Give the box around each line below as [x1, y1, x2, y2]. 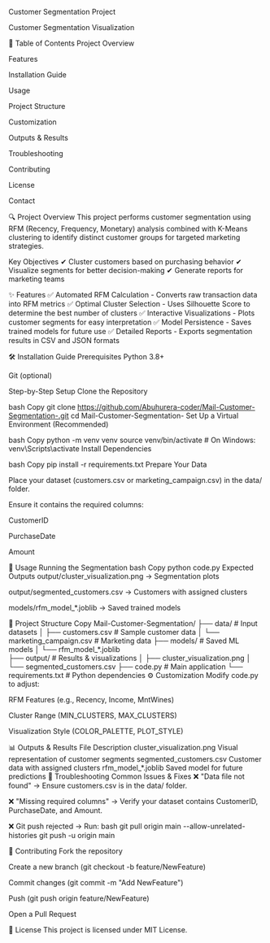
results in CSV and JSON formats [8, 336, 120, 345]
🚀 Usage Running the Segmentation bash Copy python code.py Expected [8, 563, 254, 572]
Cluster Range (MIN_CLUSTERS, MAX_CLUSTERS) [8, 711, 177, 720]
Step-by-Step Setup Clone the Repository [8, 386, 148, 396]
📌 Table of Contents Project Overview [8, 38, 135, 48]
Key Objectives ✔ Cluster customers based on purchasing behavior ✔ [8, 257, 242, 267]
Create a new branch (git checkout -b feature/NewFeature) [8, 862, 206, 871]
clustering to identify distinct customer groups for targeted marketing [8, 232, 241, 242]
